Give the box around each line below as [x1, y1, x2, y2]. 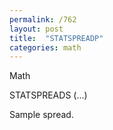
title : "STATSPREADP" [9, 33, 104, 43]
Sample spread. [9, 109, 74, 121]
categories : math [9, 42, 82, 53]
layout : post [9, 24, 64, 34]
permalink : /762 [9, 14, 77, 25]
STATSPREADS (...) [9, 89, 88, 101]
